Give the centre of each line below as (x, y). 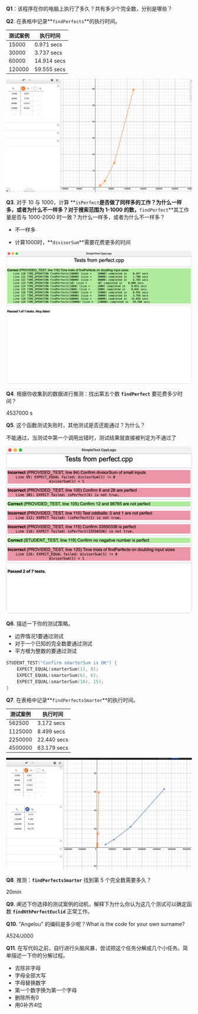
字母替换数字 (30, 983)
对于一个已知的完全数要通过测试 (53, 644)
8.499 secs (51, 731)
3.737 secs (48, 53)
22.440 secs (53, 739)
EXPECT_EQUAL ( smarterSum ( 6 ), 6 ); (58, 676)
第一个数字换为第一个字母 (46, 990)
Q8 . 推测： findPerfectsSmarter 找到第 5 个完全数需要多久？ (79, 880)
